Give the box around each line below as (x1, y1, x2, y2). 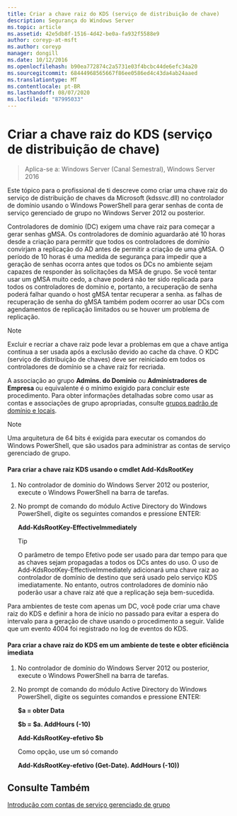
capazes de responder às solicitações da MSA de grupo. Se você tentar (7, 267, 217, 276)
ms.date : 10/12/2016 (7, 57, 69, 64)
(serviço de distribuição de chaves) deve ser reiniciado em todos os (7, 355, 206, 363)
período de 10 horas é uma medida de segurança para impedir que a (7, 252, 207, 260)
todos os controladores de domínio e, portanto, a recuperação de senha (7, 282, 217, 291)
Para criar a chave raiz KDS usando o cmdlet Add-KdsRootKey (7, 465, 194, 473)
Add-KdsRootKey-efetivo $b (17, 734, 104, 742)
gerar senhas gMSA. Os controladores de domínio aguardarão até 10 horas (7, 229, 226, 238)
